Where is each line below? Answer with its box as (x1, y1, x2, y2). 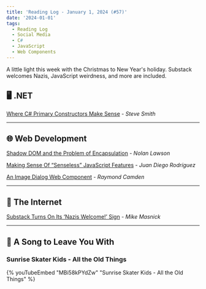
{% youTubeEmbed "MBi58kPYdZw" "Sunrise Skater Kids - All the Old (6, 269, 184, 276)
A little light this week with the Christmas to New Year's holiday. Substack (6, 66, 192, 73)
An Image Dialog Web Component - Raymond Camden (6, 173, 145, 181)
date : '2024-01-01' (6, 15, 56, 21)
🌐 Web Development (6, 133, 87, 144)
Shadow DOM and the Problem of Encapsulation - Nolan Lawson (6, 149, 170, 157)
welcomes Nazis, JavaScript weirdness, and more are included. (6, 72, 167, 80)
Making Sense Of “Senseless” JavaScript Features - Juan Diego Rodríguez (6, 162, 196, 169)
